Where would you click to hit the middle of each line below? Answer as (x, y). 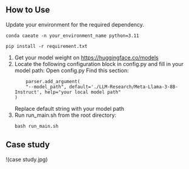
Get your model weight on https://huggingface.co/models (87, 58)
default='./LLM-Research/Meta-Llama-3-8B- (124, 87)
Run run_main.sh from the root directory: (65, 115)
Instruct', (28, 92)
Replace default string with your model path (69, 108)
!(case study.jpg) (27, 159)
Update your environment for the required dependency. (75, 24)
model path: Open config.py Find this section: (71, 70)
